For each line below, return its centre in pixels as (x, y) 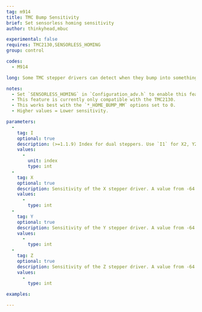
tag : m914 (19, 12)
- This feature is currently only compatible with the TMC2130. (94, 100)
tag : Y (25, 217)
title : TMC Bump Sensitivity (43, 17)
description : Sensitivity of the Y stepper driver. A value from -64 (106, 228)
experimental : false (32, 40)
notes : (14, 88)
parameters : (21, 122)
